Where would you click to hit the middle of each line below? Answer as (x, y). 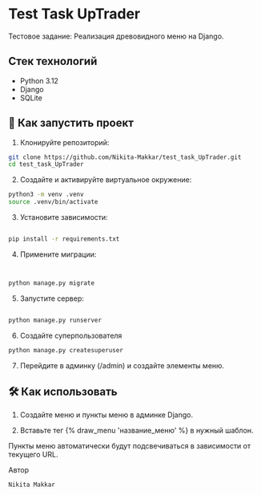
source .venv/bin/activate (53, 202)
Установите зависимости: (64, 217)
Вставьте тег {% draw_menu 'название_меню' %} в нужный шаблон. (137, 431)
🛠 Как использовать (63, 391)
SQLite (31, 98)
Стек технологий (53, 61)
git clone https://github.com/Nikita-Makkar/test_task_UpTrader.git (125, 157)
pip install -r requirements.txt (64, 239)
